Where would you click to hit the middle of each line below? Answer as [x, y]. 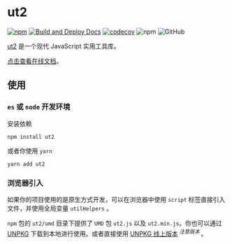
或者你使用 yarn [30, 151]
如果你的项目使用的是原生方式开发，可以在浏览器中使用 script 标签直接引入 [116, 199]
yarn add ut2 [26, 164]
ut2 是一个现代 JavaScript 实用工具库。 [64, 46]
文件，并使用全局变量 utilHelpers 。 [60, 208]
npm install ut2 [31, 137]
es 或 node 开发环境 [39, 107]
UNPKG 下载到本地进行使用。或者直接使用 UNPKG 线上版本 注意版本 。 [107, 233]
